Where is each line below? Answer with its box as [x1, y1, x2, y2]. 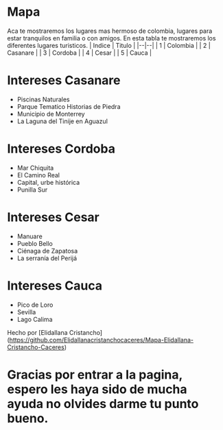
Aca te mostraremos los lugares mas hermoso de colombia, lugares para [7, 27, 213, 35]
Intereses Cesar [7, 210, 99, 225]
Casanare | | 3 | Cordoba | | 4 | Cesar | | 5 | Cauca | [7, 49, 152, 57]
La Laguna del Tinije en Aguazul [16, 117, 108, 125]
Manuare [16, 232, 43, 240]
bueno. [7, 410, 49, 426]
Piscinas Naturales [16, 95, 70, 103]
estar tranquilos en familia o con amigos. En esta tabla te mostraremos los [7, 34, 216, 42]
